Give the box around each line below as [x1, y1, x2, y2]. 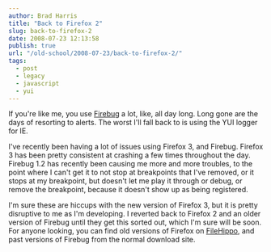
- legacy [15, 72, 45, 80]
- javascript [15, 79, 60, 87]
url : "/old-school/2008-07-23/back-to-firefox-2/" [8, 49, 183, 57]
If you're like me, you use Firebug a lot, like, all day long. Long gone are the [8, 109, 259, 119]
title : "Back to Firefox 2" [8, 19, 104, 27]
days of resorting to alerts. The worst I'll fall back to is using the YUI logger [8, 118, 258, 128]
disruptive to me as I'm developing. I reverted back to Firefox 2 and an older [8, 209, 261, 219]
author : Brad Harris [8, 11, 78, 20]
